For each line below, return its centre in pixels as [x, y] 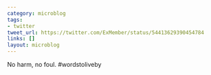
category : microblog [37, 13]
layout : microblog [33, 45]
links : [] [21, 39]
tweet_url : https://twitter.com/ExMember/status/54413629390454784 [106, 32]
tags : [15, 20]
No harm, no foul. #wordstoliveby [54, 64]
